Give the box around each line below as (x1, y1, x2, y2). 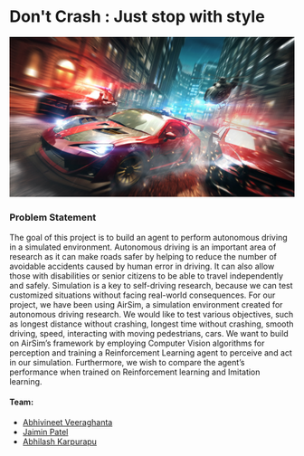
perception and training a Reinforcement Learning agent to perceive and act (9, 347, 292, 358)
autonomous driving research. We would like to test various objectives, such (9, 309, 294, 319)
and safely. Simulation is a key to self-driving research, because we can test (9, 280, 293, 290)
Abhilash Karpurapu (22, 436, 98, 447)
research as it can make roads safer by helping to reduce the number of (9, 251, 278, 261)
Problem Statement (9, 211, 97, 223)
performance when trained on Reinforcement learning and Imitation (9, 366, 261, 377)
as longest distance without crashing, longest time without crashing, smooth (9, 318, 294, 329)
